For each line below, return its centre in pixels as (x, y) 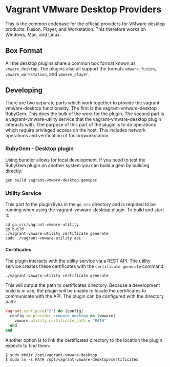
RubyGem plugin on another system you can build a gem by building (77, 165)
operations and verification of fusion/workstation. (58, 135)
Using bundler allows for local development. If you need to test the (76, 160)
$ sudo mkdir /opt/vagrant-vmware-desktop (51, 355)
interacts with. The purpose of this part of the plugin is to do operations (81, 124)
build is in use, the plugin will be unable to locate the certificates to (76, 291)
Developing (24, 90)
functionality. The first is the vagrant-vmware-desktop (100, 108)
